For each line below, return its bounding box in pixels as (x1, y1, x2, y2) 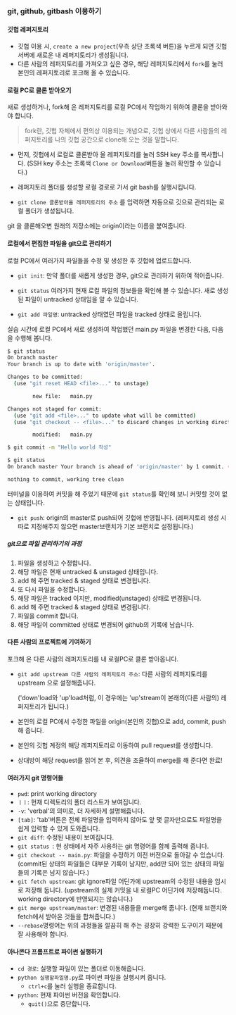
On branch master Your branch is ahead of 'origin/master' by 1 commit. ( (7, 463, 231, 471)
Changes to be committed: (7, 373, 83, 381)
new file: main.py (32, 392, 93, 399)
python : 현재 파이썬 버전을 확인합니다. (17, 991, 122, 1000)
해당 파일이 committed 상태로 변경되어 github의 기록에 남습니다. (17, 620, 195, 628)
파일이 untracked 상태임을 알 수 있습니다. (25, 294, 139, 304)
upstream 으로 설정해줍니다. (17, 678, 96, 687)
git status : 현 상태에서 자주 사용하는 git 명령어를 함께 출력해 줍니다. (17, 842, 209, 850)
